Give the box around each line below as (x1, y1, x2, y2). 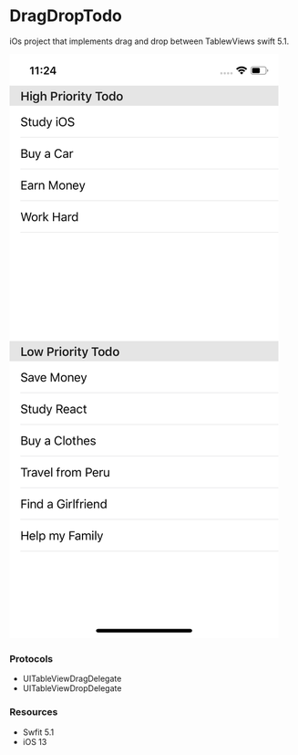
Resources (9, 706, 58, 718)
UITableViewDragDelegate (22, 673, 122, 685)
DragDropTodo (9, 5, 123, 26)
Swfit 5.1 (22, 727, 55, 738)
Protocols (9, 652, 54, 665)
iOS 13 (22, 736, 47, 747)
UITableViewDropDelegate (22, 683, 122, 694)
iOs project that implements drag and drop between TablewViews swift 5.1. (9, 36, 290, 47)
